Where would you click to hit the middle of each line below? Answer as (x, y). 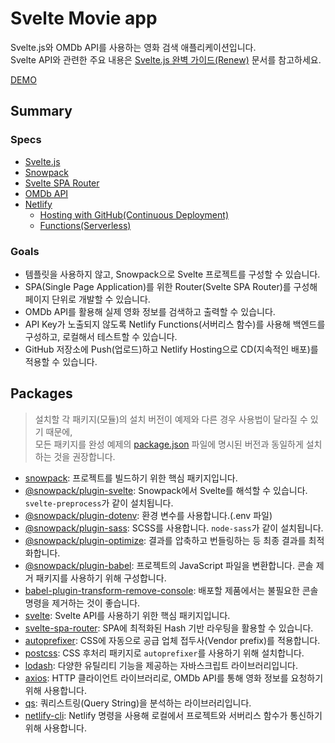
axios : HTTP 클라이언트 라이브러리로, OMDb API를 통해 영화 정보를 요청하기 (174, 678)
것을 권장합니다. (84, 456)
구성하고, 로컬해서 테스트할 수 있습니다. (101, 336)
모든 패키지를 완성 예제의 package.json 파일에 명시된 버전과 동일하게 (169, 444)
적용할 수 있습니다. (61, 361)
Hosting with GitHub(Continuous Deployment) (134, 214)
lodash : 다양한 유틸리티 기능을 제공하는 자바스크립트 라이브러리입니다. (161, 665)
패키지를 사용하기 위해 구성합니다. (101, 578)
